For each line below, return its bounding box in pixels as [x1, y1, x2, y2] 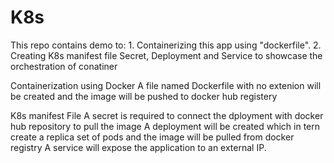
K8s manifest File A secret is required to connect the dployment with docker [10, 109, 324, 121]
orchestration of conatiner [10, 60, 118, 72]
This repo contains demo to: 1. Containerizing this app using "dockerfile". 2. [10, 39, 322, 51]
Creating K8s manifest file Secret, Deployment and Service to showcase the [10, 49, 323, 61]
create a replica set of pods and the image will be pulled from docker [10, 131, 295, 143]
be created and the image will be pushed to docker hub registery [10, 90, 278, 102]
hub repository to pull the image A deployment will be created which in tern [10, 120, 321, 132]
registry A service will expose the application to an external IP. [10, 141, 267, 153]
